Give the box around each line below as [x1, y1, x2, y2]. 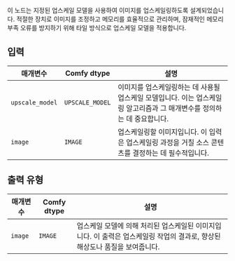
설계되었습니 [190, 6, 225, 14]
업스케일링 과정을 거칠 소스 [125, 138, 210, 147]
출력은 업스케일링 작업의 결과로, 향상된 [101, 231, 221, 241]
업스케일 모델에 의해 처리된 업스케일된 [76, 220, 194, 230]
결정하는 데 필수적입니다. [132, 148, 210, 158]
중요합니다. [134, 114, 169, 123]
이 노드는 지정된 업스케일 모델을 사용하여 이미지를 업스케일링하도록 [7, 6, 189, 14]
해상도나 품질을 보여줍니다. [76, 241, 160, 251]
